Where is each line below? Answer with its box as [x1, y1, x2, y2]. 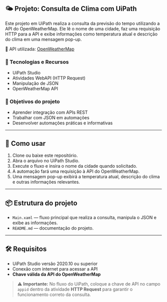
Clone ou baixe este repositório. [12, 152, 78, 159]
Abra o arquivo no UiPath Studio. [12, 158, 80, 164]
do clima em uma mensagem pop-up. [5, 36, 82, 42]
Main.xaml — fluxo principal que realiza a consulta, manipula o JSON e [12, 215, 157, 221]
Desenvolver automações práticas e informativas [12, 120, 113, 126]
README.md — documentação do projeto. [12, 225, 94, 231]
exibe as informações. [12, 220, 58, 226]
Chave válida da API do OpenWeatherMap [12, 271, 101, 277]
